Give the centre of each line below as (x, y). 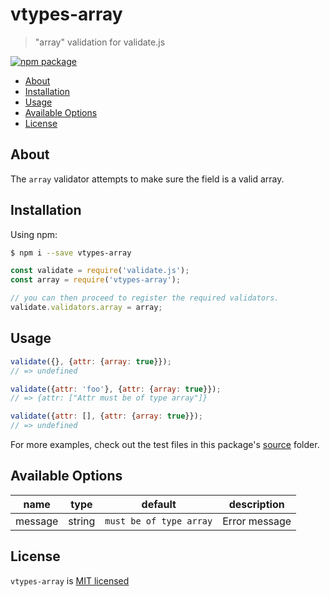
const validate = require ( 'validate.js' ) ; (100, 271)
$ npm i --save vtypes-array (71, 253)
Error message (257, 521)
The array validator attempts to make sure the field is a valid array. (147, 179)
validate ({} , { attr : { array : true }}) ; (91, 361)
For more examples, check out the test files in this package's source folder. (165, 444)
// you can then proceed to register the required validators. (145, 298)
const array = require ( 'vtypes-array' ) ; (96, 280)
